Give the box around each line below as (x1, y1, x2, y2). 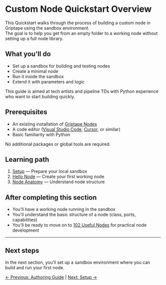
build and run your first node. (5, 265, 65, 270)
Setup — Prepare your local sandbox (12, 168, 87, 174)
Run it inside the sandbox (12, 73, 64, 80)
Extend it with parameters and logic (12, 79, 85, 84)
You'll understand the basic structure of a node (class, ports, (12, 211, 136, 218)
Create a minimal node (12, 68, 58, 74)
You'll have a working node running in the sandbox (12, 206, 116, 212)
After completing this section (5, 193, 97, 202)
